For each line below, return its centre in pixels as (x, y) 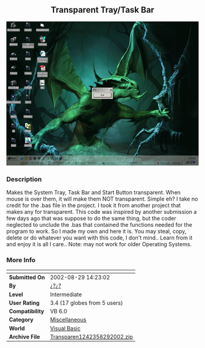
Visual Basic (65, 328)
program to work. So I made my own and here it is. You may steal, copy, (96, 232)
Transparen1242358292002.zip (91, 336)
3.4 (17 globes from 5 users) (86, 303)
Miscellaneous (68, 320)
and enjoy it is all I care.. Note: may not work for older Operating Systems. (99, 244)
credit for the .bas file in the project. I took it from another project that (94, 205)
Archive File (24, 336)
